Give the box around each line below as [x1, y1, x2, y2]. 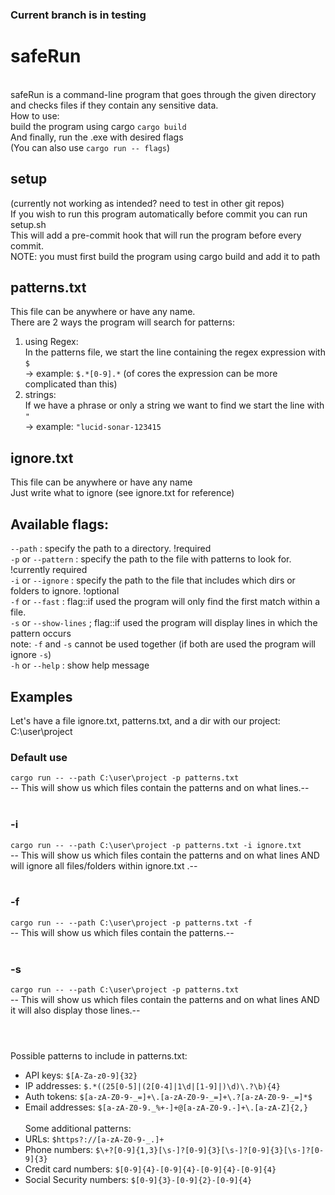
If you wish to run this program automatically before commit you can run [10, 208, 308, 220]
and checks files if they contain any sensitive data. [10, 99, 219, 111]
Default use [10, 750, 68, 764]
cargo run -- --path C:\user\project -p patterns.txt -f [10, 918, 253, 928]
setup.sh [10, 218, 47, 230]
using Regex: [24, 336, 79, 348]
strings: [24, 389, 57, 401]
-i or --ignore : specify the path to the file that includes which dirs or [10, 574, 296, 587]
